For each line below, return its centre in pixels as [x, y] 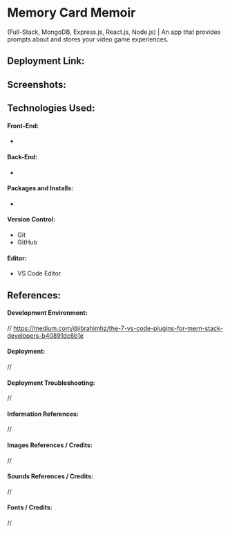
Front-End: [23, 125]
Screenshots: [37, 84]
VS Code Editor [39, 273]
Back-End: [22, 156]
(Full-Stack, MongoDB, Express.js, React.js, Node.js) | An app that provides [114, 32]
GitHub [27, 242]
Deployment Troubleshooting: [51, 383]
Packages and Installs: [40, 188]
